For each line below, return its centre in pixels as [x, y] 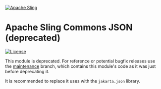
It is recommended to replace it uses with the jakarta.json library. [73, 81]
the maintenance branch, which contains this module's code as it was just [80, 66]
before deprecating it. [27, 71]
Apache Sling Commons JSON [69, 28]
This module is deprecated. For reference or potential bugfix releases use [80, 61]
